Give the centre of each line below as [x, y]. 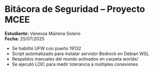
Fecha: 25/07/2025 [25, 39]
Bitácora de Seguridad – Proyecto [75, 9]
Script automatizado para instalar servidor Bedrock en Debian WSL [80, 54]
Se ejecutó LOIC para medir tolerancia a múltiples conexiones [75, 64]
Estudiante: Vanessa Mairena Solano [42, 33]
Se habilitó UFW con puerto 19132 [46, 48]
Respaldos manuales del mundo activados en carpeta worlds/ [75, 59]
